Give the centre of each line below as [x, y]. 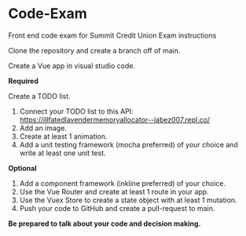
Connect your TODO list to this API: [76, 111]
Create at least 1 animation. [63, 136]
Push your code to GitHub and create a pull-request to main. [117, 208]
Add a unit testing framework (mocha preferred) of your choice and [129, 144]
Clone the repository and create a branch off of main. [94, 50]
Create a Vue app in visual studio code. [72, 65]
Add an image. [43, 128]
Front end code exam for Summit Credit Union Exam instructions [112, 35]
